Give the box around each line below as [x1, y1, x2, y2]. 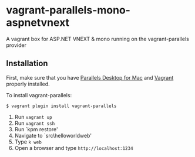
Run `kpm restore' [14, 125, 58, 132]
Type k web [14, 138, 42, 145]
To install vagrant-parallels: [6, 91, 72, 98]
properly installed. [6, 80, 50, 87]
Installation [6, 59, 48, 69]
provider [6, 42, 26, 49]
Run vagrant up [14, 113, 52, 120]
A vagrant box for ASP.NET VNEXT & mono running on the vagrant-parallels [6, 35, 189, 42]
